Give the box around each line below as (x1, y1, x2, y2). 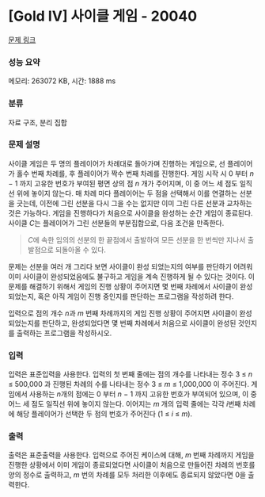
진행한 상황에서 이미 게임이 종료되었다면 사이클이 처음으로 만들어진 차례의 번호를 (8, 461, 256, 470)
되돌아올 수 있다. (55, 245, 107, 254)
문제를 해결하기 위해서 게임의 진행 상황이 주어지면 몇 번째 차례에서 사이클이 (8, 281, 239, 291)
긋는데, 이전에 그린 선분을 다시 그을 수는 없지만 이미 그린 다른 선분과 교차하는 (16, 198, 253, 208)
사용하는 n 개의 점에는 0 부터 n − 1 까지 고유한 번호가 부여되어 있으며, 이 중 (28, 389, 257, 399)
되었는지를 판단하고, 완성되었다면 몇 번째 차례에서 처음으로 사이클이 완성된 (8, 318, 237, 327)
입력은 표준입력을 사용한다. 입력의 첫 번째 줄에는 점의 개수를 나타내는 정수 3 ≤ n (8, 369, 253, 379)
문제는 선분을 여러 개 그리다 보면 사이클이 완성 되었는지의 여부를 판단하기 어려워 (8, 262, 253, 271)
